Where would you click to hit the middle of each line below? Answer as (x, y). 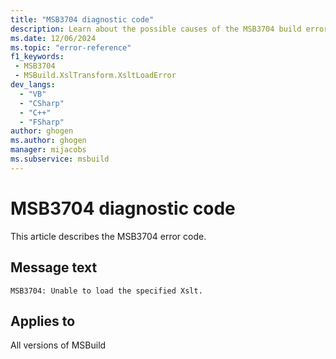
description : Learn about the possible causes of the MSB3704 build (156, 29)
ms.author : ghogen (48, 141)
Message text (54, 267)
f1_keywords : (37, 57)
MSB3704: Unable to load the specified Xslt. (106, 291)
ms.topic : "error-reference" (71, 47)
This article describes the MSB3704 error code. (108, 236)
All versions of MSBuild (58, 345)
